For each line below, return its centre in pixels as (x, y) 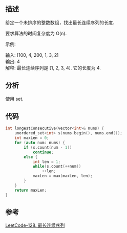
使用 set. (15, 99)
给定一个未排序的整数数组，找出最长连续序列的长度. (60, 22)
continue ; (43, 152)
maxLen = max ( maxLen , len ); (63, 176)
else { (31, 157)
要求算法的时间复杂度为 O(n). (36, 33)
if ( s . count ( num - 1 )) (48, 147)
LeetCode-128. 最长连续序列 (35, 225)
